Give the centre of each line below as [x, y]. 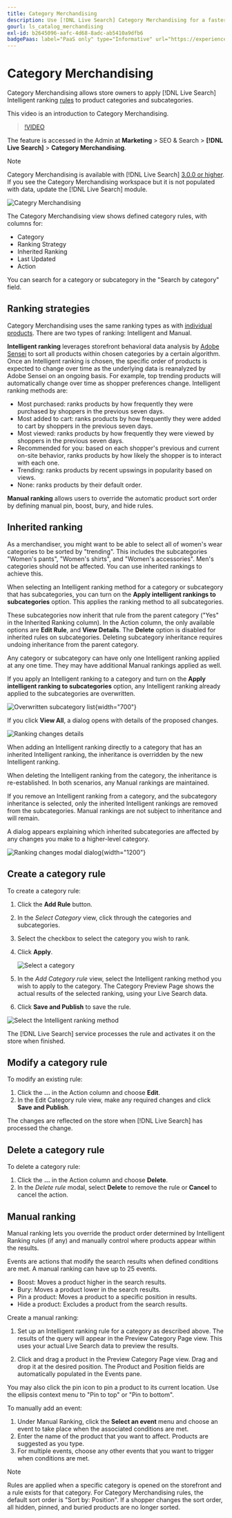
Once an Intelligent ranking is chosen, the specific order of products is [107, 361]
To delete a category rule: [44, 1167]
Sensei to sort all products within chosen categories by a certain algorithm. [114, 353]
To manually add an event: [45, 1408]
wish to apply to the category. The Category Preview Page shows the [116, 986]
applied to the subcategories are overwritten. [71, 693]
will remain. [23, 818]
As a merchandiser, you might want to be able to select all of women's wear [115, 544]
